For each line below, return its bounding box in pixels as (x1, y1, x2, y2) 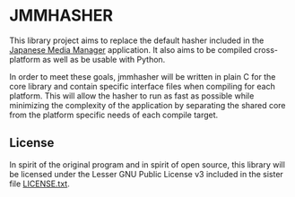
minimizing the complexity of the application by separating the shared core (9, 99, 286, 110)
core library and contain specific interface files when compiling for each (9, 81, 275, 91)
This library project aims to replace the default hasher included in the (9, 35, 265, 46)
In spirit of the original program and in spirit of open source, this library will (9, 158, 285, 170)
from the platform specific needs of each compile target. (9, 109, 219, 120)
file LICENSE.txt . (9, 178, 70, 189)
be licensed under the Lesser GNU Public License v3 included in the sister (9, 168, 284, 179)
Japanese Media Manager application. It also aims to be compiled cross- (9, 44, 278, 55)
